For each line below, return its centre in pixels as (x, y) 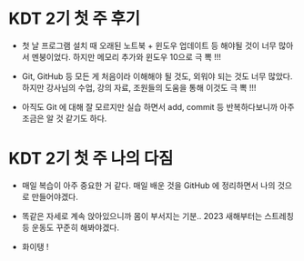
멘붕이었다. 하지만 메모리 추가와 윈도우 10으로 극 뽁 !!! (127, 56)
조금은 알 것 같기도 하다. (64, 118)
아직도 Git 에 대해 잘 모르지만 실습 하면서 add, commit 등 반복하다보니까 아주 (158, 106)
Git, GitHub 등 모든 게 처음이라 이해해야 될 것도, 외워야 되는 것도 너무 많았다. (157, 76)
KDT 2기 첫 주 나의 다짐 (91, 159)
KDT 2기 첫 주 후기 (75, 19)
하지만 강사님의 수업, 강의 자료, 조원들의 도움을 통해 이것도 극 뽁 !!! (139, 87)
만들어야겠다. (55, 196)
